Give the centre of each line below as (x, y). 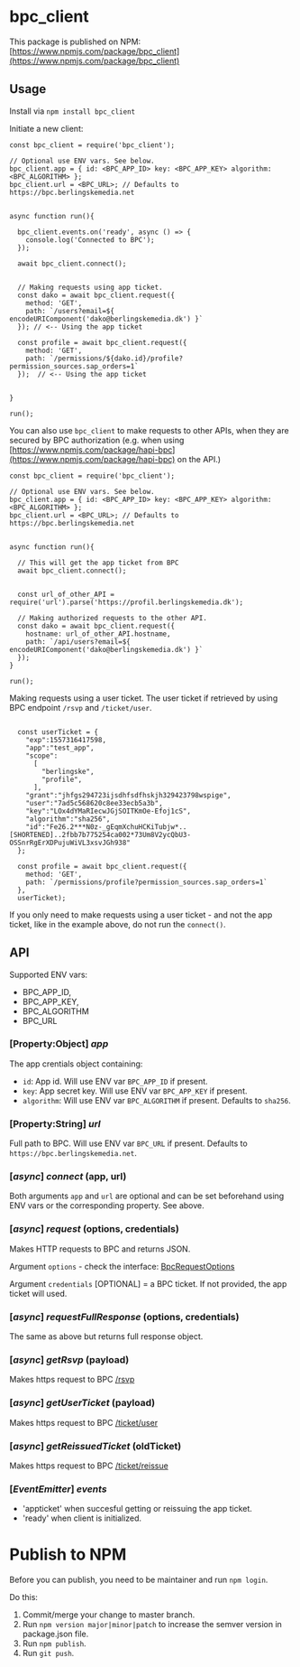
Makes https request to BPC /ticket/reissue (89, 1466)
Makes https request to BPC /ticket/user (84, 1422)
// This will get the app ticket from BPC (98, 563)
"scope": (42, 756)
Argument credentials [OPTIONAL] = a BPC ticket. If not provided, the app (148, 1283)
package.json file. (55, 1634)
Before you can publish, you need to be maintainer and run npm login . (139, 1580)
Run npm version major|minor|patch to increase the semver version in (152, 1625)
